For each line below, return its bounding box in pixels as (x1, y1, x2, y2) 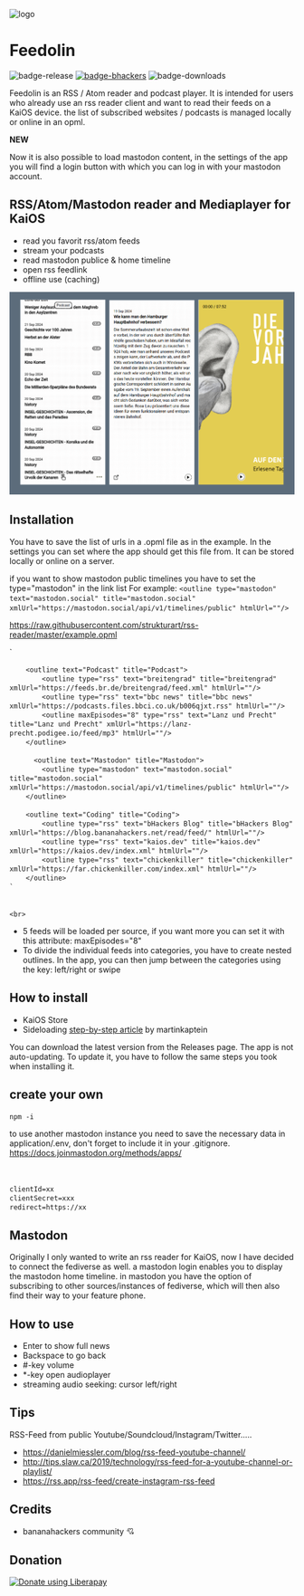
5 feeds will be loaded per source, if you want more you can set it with (22, 925, 285, 936)
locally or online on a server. (9, 555, 115, 566)
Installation (9, 512, 74, 528)
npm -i (9, 1113, 34, 1122)
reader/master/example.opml (9, 629, 118, 640)
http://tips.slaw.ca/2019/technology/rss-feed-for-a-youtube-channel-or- (22, 1456, 293, 1467)
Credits (9, 1502, 52, 1517)
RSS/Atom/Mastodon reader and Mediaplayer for (9, 197, 291, 213)
